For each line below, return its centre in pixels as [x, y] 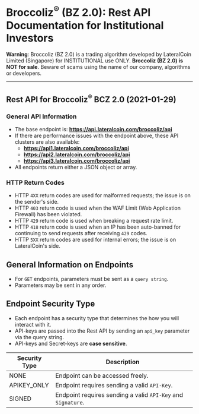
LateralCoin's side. [38, 246]
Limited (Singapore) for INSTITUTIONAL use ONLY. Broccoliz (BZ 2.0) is [95, 61]
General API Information [41, 116]
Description [123, 362]
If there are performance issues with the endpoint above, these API [97, 135]
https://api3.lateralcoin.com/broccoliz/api [77, 160]
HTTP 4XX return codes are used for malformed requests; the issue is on [103, 195]
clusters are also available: [47, 142]
